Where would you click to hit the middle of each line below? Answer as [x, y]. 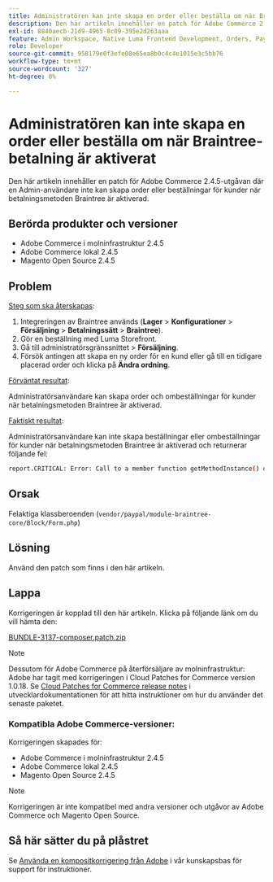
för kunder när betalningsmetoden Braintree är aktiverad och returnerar [128, 445]
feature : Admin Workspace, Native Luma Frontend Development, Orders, [130, 39]
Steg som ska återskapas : [52, 306]
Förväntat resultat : [39, 381]
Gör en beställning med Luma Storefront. [88, 339]
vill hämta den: [33, 621]
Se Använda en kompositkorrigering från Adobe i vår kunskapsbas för [125, 860]
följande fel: [28, 454]
